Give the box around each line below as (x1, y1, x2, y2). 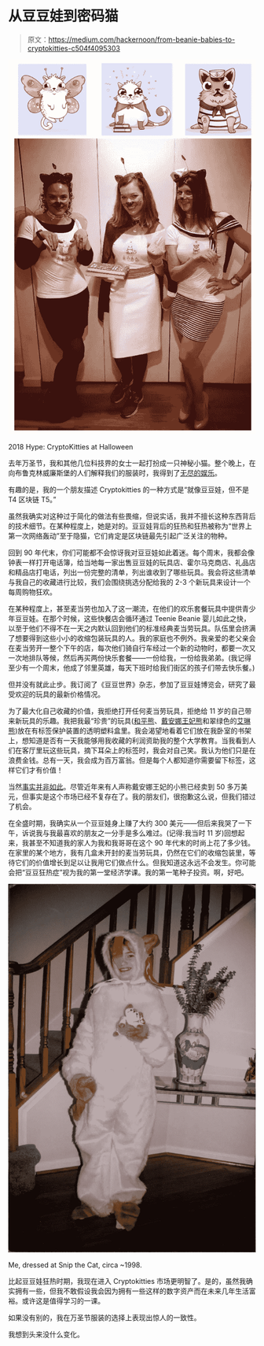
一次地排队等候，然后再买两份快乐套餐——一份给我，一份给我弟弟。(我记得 (8, 653, 252, 663)
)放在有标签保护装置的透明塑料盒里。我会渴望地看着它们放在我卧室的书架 (15, 726, 252, 736)
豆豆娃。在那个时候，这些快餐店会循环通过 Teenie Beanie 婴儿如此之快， (14, 614, 251, 623)
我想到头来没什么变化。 (8, 1329, 84, 1339)
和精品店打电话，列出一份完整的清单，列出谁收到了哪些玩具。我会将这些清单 (8, 568, 256, 577)
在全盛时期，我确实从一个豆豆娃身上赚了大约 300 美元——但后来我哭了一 (8, 819, 246, 828)
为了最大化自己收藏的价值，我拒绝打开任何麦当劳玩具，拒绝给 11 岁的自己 (8, 706, 245, 716)
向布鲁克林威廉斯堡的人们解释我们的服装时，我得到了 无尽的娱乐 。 (8, 468, 222, 478)
